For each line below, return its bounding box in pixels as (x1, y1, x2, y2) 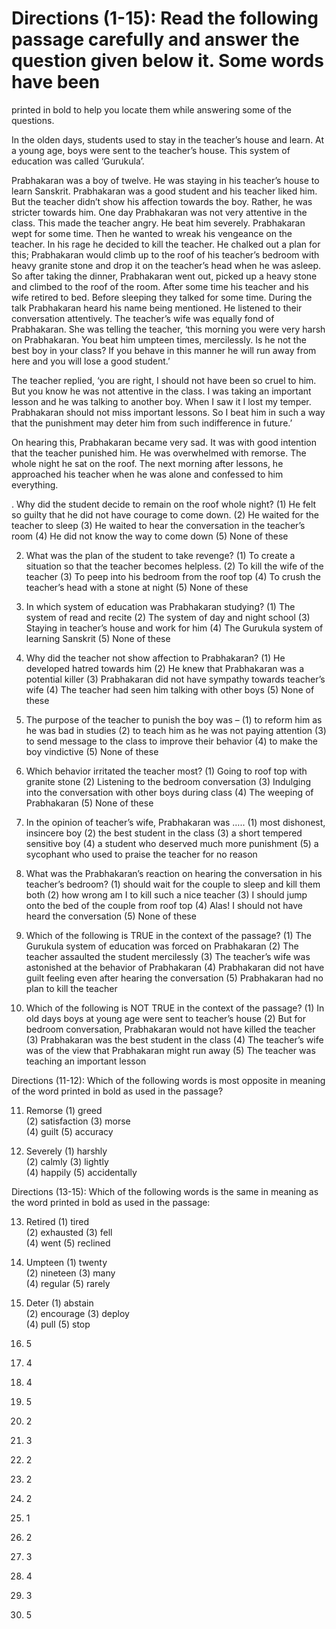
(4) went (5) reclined (25, 1237, 111, 1249)
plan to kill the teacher (25, 982, 118, 994)
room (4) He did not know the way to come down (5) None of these (11, 530, 289, 542)
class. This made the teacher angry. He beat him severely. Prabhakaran (11, 217, 306, 229)
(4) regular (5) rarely (25, 1277, 111, 1289)
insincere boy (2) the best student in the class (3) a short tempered (25, 827, 303, 839)
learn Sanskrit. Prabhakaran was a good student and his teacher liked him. (11, 185, 318, 197)
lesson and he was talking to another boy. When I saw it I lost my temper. (11, 395, 312, 407)
